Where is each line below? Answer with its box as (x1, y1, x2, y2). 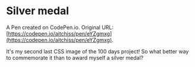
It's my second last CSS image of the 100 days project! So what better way (6, 47, 189, 55)
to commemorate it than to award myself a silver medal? (6, 54, 144, 61)
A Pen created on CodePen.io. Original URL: (6, 24, 114, 31)
